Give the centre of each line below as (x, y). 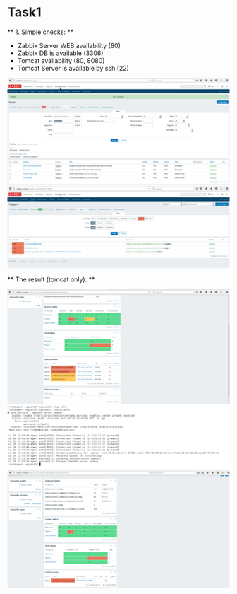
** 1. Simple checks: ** (41, 32)
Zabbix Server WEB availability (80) (69, 45)
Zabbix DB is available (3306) (60, 53)
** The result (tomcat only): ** (51, 279)
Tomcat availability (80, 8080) (61, 60)
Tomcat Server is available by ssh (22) (73, 68)
